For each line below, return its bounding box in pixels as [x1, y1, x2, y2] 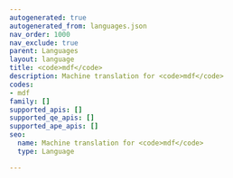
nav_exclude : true [9, 38, 79, 48]
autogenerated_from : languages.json [9, 22, 147, 31]
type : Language [17, 147, 75, 156]
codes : [9, 80, 34, 89]
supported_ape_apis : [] [9, 122, 99, 131]
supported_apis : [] [9, 105, 83, 114]
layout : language [9, 55, 75, 64]
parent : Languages [9, 47, 79, 56]
